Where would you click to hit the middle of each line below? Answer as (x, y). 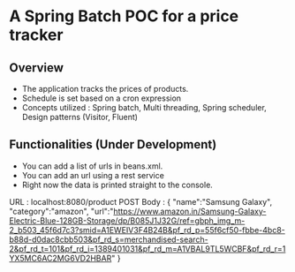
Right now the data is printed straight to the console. (117, 185)
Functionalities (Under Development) (113, 144)
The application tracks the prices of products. (105, 89)
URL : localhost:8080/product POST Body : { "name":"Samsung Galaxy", (140, 201)
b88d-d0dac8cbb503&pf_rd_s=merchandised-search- (109, 239)
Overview (37, 68)
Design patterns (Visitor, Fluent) (80, 117)
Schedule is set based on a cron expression (102, 98)
